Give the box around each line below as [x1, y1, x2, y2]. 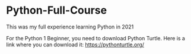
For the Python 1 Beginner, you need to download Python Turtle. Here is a [6, 34, 186, 42]
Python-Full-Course [6, 4, 107, 17]
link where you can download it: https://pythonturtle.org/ [6, 41, 144, 48]
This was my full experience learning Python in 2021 [6, 23, 134, 30]
